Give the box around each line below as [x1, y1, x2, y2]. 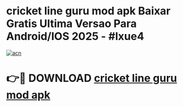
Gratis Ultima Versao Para [6, 17, 137, 30]
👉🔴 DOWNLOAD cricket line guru [6, 72, 177, 85]
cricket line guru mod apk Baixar [6, 4, 171, 18]
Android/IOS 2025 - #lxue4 [6, 30, 145, 43]
